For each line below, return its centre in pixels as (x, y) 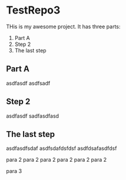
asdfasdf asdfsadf (28, 83)
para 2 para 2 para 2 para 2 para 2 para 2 (57, 160)
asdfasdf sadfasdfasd (33, 116)
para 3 (14, 171)
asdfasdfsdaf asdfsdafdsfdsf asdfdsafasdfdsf (62, 148)
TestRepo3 (33, 10)
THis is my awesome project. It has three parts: (63, 26)
